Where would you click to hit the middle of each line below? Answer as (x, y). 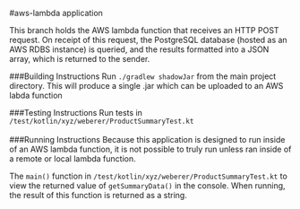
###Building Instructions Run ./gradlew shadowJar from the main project (143, 76)
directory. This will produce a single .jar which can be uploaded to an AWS (146, 86)
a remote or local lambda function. (73, 159)
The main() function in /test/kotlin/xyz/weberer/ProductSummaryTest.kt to (149, 176)
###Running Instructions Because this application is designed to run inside (147, 139)
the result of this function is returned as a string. (99, 195)
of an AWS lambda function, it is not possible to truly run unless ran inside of (150, 149)
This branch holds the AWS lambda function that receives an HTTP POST (144, 30)
